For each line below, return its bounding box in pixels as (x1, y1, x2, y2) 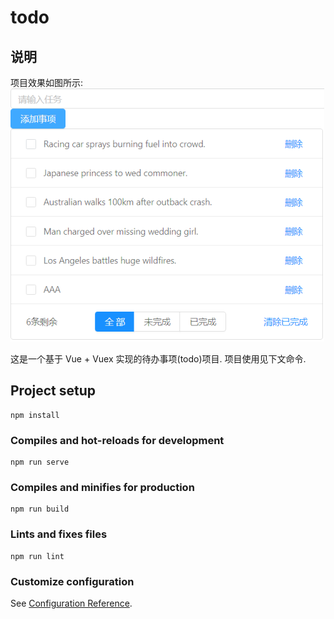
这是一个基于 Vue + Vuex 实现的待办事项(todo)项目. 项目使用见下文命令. (10, 353, 307, 365)
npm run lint (10, 551, 65, 561)
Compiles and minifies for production (10, 481, 195, 495)
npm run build (10, 504, 70, 515)
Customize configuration (10, 574, 135, 588)
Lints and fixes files (10, 527, 108, 541)
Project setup (10, 382, 97, 400)
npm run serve (10, 457, 70, 468)
